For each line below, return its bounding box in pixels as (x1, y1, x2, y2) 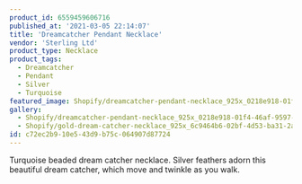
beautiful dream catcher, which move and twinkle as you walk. (9, 163, 240, 175)
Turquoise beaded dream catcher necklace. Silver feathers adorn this (9, 154, 267, 165)
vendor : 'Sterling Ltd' (9, 38, 99, 48)
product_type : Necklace (9, 47, 99, 56)
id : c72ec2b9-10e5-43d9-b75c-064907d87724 (9, 130, 171, 139)
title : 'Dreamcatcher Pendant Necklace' (9, 30, 164, 39)
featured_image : (9, 96, 70, 106)
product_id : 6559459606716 (9, 13, 111, 22)
